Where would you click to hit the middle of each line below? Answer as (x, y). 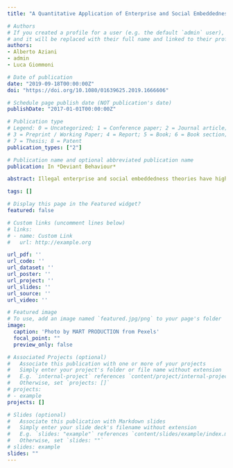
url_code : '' (26, 261)
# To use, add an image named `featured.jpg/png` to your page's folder (114, 319)
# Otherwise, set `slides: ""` (55, 441)
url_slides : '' (29, 287)
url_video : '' (28, 300)
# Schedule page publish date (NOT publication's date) (89, 103)
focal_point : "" (37, 338)
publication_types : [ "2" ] (44, 147)
